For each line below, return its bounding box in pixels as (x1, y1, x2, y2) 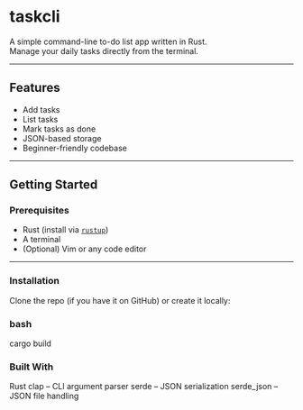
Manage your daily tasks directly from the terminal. (9, 45, 198, 56)
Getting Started (9, 178, 98, 193)
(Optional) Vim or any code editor (22, 243, 147, 254)
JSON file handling (9, 390, 79, 402)
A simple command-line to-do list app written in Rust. (9, 36, 207, 47)
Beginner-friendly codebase (22, 142, 128, 153)
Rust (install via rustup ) (22, 224, 109, 235)
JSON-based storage (22, 132, 102, 143)
